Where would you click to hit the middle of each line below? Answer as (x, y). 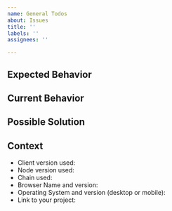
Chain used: (35, 178)
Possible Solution (46, 122)
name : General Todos (38, 14)
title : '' (22, 27)
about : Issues (28, 20)
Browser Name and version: (58, 185)
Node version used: (46, 170)
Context (25, 145)
